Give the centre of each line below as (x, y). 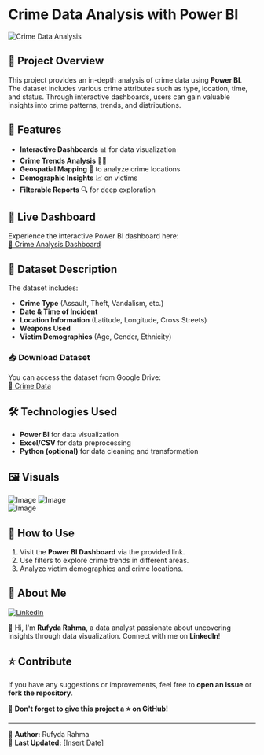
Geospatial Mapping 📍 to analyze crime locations (100, 169)
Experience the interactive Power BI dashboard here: (93, 236)
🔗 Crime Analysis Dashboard (54, 245)
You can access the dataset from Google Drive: (84, 377)
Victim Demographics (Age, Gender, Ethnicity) (95, 337)
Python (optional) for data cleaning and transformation (109, 451)
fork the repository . (40, 693)
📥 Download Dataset (49, 358)
